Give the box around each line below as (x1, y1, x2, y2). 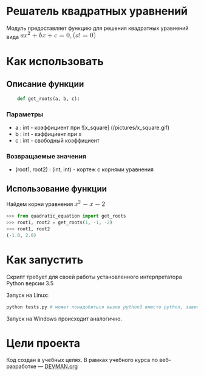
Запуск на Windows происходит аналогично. (6, 315, 123, 322)
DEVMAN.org (44, 363, 78, 370)
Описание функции (6, 79, 84, 89)
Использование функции (6, 183, 107, 194)
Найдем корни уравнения (6, 200, 73, 208)
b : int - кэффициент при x (15, 130, 82, 138)
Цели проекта (6, 336, 81, 350)
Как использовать (6, 55, 104, 68)
